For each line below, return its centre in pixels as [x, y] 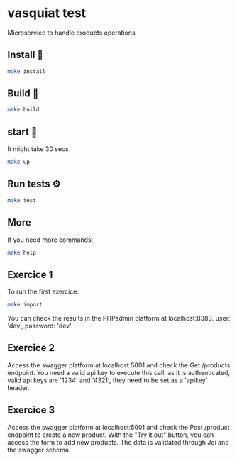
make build [23, 110]
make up [19, 162]
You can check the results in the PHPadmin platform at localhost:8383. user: [119, 318]
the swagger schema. [39, 450]
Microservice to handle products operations [72, 33]
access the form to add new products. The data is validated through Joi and [118, 442]
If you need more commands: [50, 240]
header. [18, 387]
